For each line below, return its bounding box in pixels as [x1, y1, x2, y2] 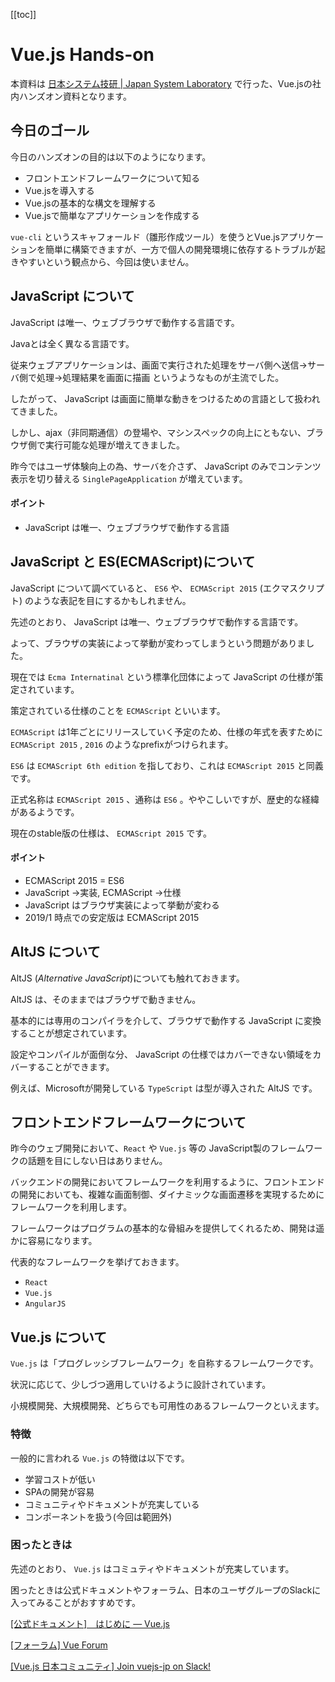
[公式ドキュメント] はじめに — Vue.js [10, 1617, 171, 1629]
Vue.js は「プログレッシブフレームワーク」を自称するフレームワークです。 [10, 1357, 319, 1369]
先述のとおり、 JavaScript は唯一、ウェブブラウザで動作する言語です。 [10, 615, 304, 628]
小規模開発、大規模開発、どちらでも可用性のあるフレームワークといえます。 [10, 1400, 325, 1412]
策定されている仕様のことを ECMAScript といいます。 [10, 704, 226, 716]
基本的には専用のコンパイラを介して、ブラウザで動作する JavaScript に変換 [10, 1014, 322, 1026]
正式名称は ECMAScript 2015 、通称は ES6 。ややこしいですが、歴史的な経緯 [10, 793, 320, 805]
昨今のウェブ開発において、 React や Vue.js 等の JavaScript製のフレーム [10, 1142, 306, 1154]
